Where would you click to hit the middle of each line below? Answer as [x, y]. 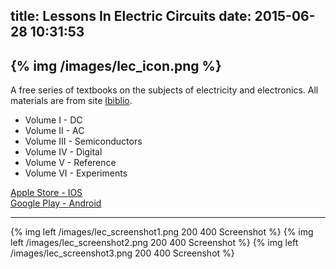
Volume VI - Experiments [76, 173]
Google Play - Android [56, 203]
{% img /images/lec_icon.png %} [116, 65]
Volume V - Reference [70, 163]
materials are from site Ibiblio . [71, 101]
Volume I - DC [53, 120]
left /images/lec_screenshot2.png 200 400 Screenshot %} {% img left [154, 243]
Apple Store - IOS [46, 193]
